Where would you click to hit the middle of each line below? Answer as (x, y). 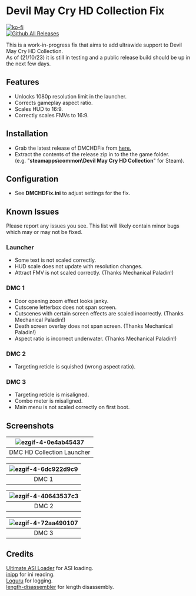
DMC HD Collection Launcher (50, 452)
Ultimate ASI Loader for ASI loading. (50, 568)
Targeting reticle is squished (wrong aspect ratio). (75, 367)
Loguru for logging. (29, 581)
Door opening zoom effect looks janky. (62, 301)
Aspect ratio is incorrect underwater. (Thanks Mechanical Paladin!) (96, 338)
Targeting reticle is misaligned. (52, 395)
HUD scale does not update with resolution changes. (79, 266)
